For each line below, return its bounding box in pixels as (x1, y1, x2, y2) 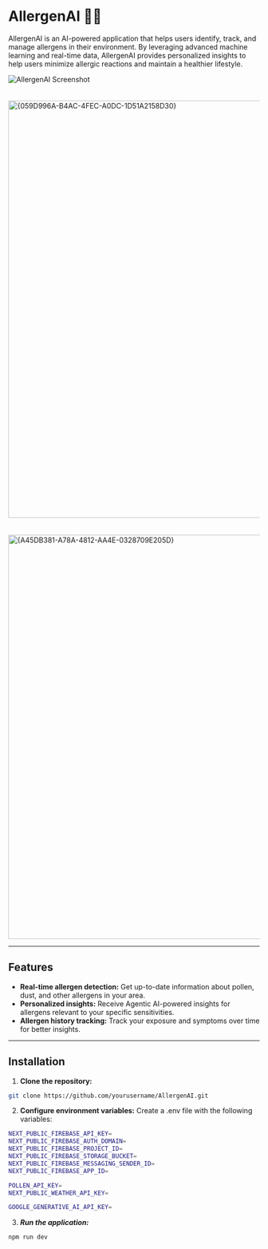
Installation (8, 1055, 65, 1069)
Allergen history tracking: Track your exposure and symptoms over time (19, 1016, 260, 1025)
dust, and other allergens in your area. (19, 990, 146, 1000)
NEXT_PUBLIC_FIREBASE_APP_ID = (8, 1167, 109, 1175)
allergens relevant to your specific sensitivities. (19, 1007, 175, 1017)
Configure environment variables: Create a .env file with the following (19, 1106, 253, 1116)
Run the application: (19, 1218, 89, 1227)
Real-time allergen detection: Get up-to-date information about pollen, (19, 981, 254, 991)
